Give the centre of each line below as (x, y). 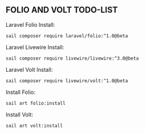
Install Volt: (20, 115)
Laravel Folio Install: (30, 24)
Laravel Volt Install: (29, 69)
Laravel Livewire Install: (35, 47)
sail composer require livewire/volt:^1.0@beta (67, 81)
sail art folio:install (36, 103)
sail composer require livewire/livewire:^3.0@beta (72, 58)
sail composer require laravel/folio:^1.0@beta (67, 36)
